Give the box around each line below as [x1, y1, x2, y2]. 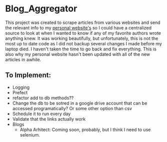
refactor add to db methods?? [12, 95, 74, 101]
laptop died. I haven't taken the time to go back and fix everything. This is [5, 46, 156, 52]
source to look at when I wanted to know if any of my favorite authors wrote [5, 30, 161, 36]
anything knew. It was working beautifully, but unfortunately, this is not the [5, 35, 158, 41]
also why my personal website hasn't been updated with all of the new [5, 51, 150, 57]
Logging [12, 84, 30, 90]
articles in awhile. [5, 56, 41, 62]
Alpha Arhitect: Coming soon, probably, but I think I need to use [19, 127, 151, 133]
